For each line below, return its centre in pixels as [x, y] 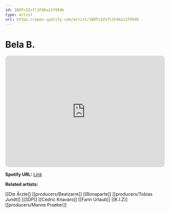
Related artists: [22, 184]
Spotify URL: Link [24, 174]
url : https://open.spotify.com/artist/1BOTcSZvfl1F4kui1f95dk [72, 19]
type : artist [19, 15]
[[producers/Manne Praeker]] [36, 205]
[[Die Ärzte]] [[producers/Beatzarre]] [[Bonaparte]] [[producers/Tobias [79, 194]
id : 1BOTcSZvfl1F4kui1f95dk [35, 10]
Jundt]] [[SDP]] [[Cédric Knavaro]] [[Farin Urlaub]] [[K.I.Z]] [67, 200]
